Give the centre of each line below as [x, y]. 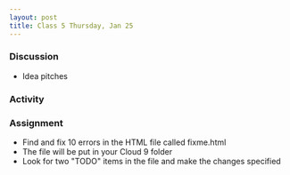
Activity [27, 99]
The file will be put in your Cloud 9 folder [97, 152]
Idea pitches [45, 76]
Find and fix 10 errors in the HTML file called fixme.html [124, 142]
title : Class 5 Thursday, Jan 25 [71, 26]
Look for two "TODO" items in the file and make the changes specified [151, 162]
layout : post [33, 17]
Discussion [34, 57]
